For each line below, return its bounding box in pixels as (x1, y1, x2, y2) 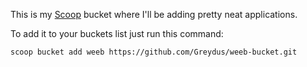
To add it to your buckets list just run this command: (10, 28, 224, 39)
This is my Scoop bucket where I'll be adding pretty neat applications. (10, 9, 298, 20)
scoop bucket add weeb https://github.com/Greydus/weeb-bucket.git (10, 47, 298, 57)
